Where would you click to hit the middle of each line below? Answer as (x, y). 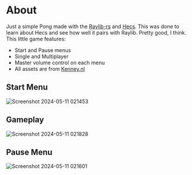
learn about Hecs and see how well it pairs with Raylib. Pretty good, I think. (96, 32)
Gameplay (25, 120)
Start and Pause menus (43, 50)
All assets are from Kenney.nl (49, 68)
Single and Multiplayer (42, 56)
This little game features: (36, 39)
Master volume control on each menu (60, 63)
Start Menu (27, 88)
